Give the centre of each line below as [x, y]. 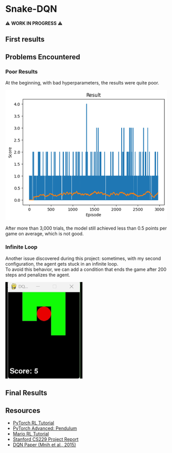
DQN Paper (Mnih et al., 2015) [44, 445]
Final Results [26, 393]
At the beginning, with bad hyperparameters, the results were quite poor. [82, 83]
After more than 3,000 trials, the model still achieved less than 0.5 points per [86, 228]
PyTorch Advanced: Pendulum [45, 428]
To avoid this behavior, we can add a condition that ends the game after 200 [86, 269]
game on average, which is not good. [44, 234]
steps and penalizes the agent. [38, 275]
